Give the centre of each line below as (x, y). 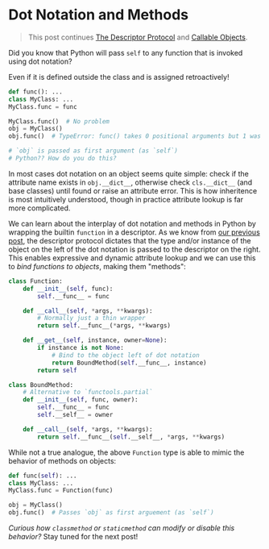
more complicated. (39, 208)
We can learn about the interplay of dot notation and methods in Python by (132, 223)
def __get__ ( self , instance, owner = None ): (95, 340)
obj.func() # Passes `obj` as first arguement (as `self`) (112, 513)
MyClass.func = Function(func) (61, 491)
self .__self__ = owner (75, 415)
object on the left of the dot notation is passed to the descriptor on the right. (134, 249)
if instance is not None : (81, 348)
